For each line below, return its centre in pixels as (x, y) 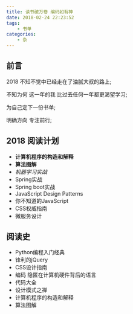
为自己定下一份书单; (31, 107)
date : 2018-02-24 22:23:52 (40, 18)
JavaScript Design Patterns (49, 193)
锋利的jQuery (31, 260)
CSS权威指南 (31, 208)
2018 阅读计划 (33, 141)
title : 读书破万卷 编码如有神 (40, 12)
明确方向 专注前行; (29, 120)
